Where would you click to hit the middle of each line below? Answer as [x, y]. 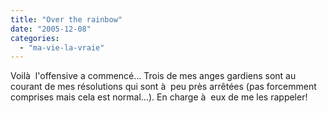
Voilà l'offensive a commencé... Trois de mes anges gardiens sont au [153, 76]
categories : [35, 38]
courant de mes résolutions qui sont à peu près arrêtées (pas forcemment [163, 87]
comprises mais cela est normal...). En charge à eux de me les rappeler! [159, 97]
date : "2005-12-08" [51, 29]
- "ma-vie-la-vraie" [62, 47]
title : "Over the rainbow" [66, 19]
